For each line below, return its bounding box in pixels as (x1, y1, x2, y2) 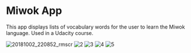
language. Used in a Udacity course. (6, 29, 94, 36)
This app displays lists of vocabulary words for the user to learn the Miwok (6, 23, 185, 30)
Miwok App (6, 4, 62, 17)
